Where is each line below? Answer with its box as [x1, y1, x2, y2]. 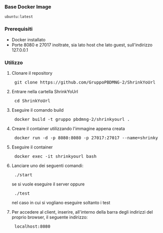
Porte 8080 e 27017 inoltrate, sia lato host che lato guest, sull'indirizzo [11, 42, 153, 48]
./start [14, 172, 33, 178]
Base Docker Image [4, 3, 52, 10]
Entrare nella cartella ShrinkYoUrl [11, 88, 78, 94]
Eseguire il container [11, 144, 53, 150]
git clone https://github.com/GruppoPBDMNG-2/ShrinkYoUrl [14, 79, 156, 85]
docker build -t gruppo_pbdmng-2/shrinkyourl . [14, 116, 130, 122]
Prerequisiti [4, 26, 33, 33]
